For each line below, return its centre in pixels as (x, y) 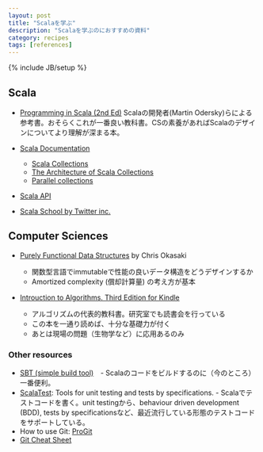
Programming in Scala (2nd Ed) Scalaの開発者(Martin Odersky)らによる (136, 113)
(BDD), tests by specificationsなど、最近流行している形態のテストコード (137, 412)
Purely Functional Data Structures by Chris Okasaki (103, 255)
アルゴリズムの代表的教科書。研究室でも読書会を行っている (128, 313)
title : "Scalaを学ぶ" (42, 23)
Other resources (40, 354)
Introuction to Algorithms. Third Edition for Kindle (99, 297)
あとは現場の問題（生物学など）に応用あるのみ (108, 333)
